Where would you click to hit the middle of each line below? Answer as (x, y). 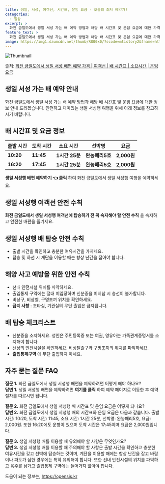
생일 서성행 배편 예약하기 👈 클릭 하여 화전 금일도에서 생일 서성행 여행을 (73, 178)
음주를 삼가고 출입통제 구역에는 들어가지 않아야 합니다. (62, 466)
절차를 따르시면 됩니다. (27, 396)
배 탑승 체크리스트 (30, 323)
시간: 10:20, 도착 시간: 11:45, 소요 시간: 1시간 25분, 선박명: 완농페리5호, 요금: (78, 419)
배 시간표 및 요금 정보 (35, 131)
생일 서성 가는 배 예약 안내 (42, 89)
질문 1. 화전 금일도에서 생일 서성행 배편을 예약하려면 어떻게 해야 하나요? (73, 384)
